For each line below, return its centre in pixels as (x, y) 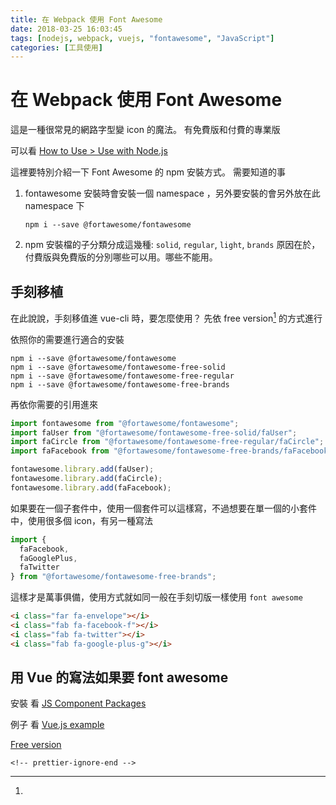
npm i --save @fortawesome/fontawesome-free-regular (122, 376)
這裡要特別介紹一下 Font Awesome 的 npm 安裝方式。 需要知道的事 (148, 172)
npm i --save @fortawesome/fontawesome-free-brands (120, 384)
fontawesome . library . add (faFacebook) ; (91, 487)
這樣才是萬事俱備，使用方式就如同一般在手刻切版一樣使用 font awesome (156, 597)
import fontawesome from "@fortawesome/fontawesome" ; (125, 423)
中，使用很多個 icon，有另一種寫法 (81, 520)
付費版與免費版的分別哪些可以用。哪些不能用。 (121, 257)
